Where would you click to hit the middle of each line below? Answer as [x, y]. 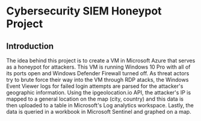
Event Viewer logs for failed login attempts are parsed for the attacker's [95, 86]
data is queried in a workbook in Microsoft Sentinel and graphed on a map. [99, 112]
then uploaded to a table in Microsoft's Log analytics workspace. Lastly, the [100, 105]
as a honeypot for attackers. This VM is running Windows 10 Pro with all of [98, 67]
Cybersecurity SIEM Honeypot [84, 11]
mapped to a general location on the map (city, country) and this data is [95, 99]
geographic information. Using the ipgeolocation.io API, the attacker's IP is [99, 92]
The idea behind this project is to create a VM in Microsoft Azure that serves [101, 60]
